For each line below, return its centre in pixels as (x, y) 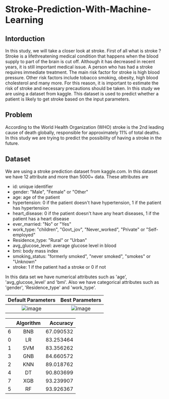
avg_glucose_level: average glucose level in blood (65, 245)
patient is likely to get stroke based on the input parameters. (68, 99)
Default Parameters (32, 300)
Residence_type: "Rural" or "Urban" (50, 240)
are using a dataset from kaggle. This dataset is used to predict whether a (82, 94)
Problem (19, 115)
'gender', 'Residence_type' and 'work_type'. (51, 287)
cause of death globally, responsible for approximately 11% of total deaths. (83, 132)
